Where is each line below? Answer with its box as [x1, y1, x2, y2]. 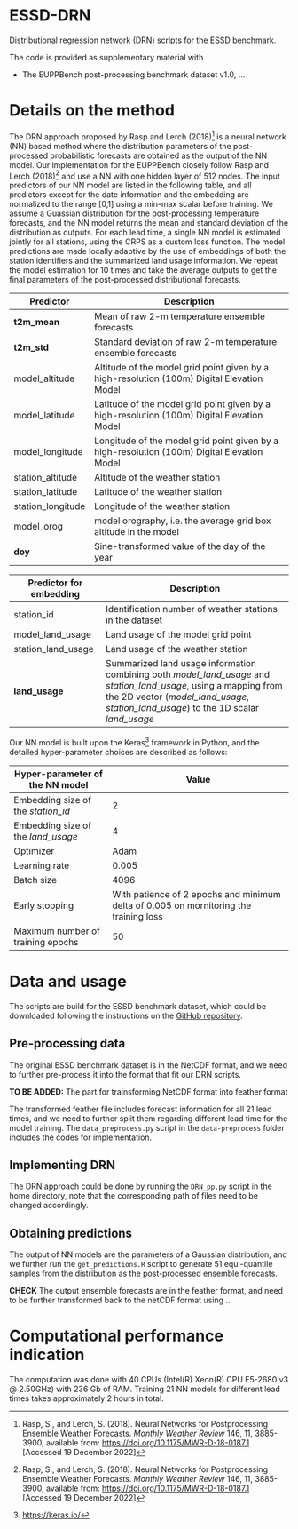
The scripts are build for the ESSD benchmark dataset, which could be [9, 1000, 267, 1011]
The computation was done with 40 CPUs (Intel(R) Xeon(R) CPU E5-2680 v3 [9, 1374, 289, 1385]
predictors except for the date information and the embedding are [9, 189, 250, 200]
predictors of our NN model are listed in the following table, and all [9, 179, 252, 191]
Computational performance [9, 1326, 224, 1346]
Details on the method [9, 100, 176, 121]
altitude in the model [94, 526, 180, 538]
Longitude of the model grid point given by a [94, 434, 279, 447]
